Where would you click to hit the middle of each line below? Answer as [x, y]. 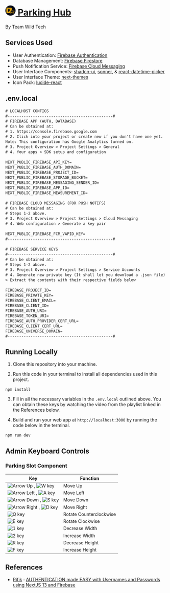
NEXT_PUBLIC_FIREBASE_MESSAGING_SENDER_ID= [52, 183]
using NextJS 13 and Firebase [44, 585]
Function [90, 478]
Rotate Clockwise [81, 521]
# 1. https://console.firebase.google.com [51, 131]
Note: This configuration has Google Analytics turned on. [69, 142]
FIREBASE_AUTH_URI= [26, 311]
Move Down [76, 500]
